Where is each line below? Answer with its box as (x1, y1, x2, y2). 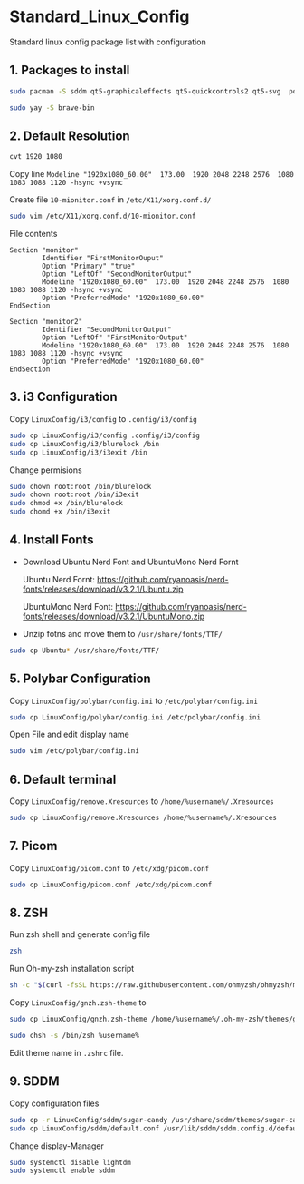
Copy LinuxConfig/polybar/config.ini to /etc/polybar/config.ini (9, 695, 258, 706)
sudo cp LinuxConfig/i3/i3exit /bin (9, 447, 147, 457)
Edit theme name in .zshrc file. (9, 1047, 124, 1058)
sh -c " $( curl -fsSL (9, 981, 88, 990)
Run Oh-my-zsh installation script (9, 964, 135, 974)
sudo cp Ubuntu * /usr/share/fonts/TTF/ (9, 646, 160, 655)
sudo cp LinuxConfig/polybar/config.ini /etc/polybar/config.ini (9, 712, 261, 722)
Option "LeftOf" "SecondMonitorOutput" (42, 269, 193, 279)
